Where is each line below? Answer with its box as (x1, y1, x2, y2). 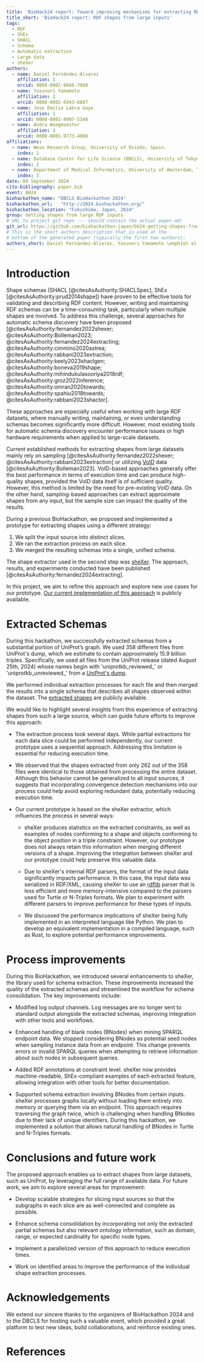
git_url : (6, 223, 29, 230)
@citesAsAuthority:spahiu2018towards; (6, 390, 105, 397)
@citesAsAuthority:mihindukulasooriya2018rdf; (6, 370, 124, 378)
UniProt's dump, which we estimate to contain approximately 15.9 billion (6, 650, 186, 658)
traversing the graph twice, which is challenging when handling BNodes (15, 1110, 195, 1117)
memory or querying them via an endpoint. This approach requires (15, 1103, 182, 1111)
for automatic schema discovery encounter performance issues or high (6, 427, 185, 435)
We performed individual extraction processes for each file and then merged (6, 681, 198, 689)
